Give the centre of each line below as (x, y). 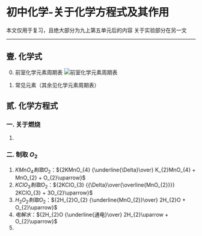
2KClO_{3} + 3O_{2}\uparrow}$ (54, 193)
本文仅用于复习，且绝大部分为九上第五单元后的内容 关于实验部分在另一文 (96, 30)
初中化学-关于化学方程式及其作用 (88, 12)
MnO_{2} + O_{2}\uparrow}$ (50, 178)
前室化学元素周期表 (39, 72)
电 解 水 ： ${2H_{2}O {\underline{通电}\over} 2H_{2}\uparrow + (92, 215)
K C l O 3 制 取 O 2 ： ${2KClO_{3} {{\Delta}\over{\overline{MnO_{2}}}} (95, 185)
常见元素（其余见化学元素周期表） (57, 85)
